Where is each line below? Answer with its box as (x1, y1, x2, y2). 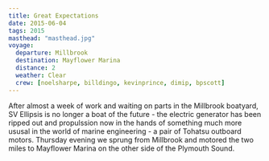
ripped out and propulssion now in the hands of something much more (8, 118, 242, 127)
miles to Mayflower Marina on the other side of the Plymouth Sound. (8, 143, 235, 153)
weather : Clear (15, 71, 67, 79)
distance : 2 (15, 64, 56, 72)
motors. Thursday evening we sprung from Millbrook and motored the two (8, 135, 254, 144)
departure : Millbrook (15, 49, 89, 57)
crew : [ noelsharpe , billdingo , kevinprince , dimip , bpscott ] (15, 78, 226, 87)
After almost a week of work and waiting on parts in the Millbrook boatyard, (8, 101, 259, 111)
